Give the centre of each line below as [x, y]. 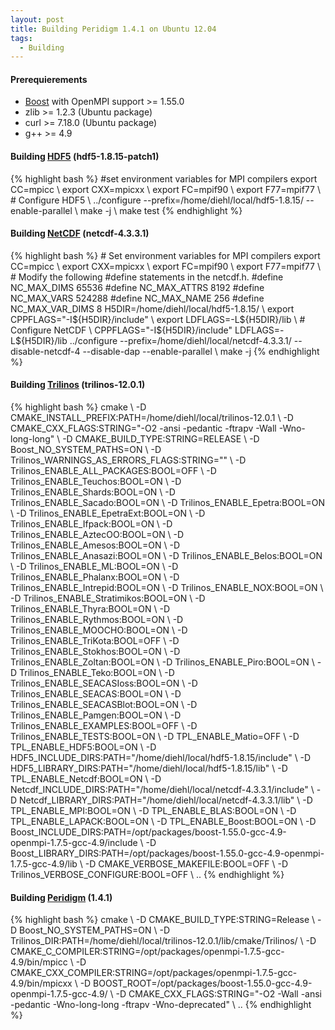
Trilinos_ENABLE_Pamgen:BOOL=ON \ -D [96, 715]
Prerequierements [49, 79]
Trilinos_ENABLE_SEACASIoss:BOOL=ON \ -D [104, 683]
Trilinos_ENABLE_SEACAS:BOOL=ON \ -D [96, 694]
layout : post [37, 19]
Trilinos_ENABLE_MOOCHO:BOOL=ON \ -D [99, 630]
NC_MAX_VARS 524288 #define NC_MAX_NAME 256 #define [137, 298]
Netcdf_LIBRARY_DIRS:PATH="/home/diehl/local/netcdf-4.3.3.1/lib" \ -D [166, 800]
